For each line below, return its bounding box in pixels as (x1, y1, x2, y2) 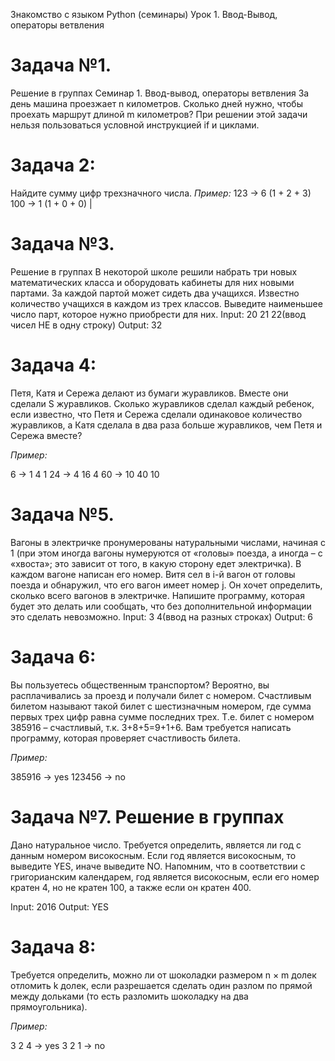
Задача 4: (10, 354, 97, 376)
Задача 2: (10, 154, 96, 177)
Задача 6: (10, 645, 97, 668)
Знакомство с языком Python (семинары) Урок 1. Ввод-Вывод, (10, 9, 278, 20)
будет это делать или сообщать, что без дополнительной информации (10, 600, 312, 612)
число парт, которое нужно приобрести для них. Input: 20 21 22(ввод (10, 308, 307, 320)
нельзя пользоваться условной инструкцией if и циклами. (10, 119, 260, 131)
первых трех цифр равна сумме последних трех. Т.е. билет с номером (10, 710, 315, 723)
